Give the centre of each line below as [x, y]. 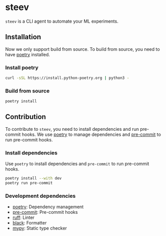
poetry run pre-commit [29, 183]
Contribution [26, 117]
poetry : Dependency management [48, 207]
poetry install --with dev [33, 178]
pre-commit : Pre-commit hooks [45, 212]
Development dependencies [40, 196]
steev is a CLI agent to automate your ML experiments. [62, 21]
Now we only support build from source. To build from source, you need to [82, 49]
